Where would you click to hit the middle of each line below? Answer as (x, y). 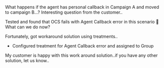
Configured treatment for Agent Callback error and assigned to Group (83, 46)
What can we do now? (28, 27)
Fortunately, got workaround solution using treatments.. (62, 36)
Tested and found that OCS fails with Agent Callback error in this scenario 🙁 (82, 22)
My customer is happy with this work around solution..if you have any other (82, 55)
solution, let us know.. (27, 60)
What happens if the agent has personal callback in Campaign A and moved (82, 7)
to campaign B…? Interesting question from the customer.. (64, 12)
